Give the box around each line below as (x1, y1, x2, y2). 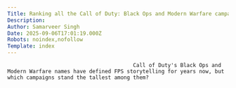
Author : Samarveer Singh (7, 23, 80, 30)
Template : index (7, 43, 55, 50)
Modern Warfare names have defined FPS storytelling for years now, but (7, 68, 225, 75)
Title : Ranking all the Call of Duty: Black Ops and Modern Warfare (7, 10, 212, 17)
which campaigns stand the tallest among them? (7, 74, 150, 81)
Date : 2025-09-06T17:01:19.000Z (7, 29, 102, 37)
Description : (7, 17, 46, 24)
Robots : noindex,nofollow (7, 36, 83, 43)
